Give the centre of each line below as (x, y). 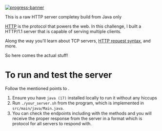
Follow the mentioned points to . (37, 88)
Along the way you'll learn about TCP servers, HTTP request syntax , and (78, 41)
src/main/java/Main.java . (38, 108)
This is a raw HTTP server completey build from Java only (63, 17)
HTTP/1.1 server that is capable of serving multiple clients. (63, 31)
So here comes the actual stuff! (37, 55)
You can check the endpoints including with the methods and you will (82, 113)
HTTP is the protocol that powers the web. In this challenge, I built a (73, 26)
